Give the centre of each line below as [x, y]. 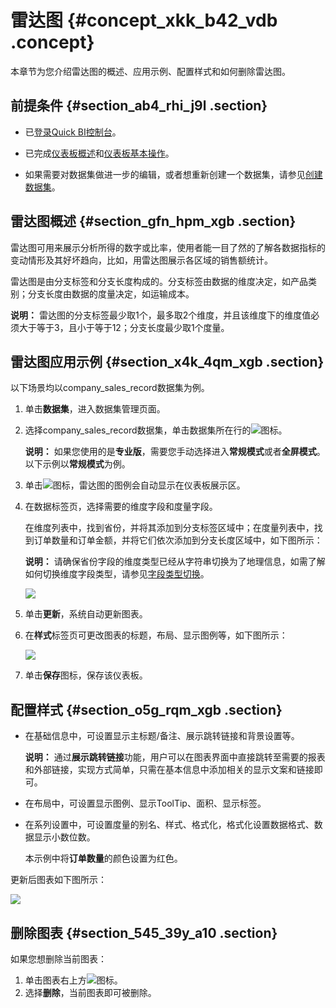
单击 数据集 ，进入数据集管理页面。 [95, 409]
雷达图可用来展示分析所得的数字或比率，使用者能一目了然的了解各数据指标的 [168, 247]
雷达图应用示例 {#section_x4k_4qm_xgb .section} [167, 361]
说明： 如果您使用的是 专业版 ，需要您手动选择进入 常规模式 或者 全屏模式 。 [175, 452]
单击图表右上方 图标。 [73, 980]
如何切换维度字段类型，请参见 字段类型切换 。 [117, 574]
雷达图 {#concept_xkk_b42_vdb [144, 20]
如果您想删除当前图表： [58, 959]
